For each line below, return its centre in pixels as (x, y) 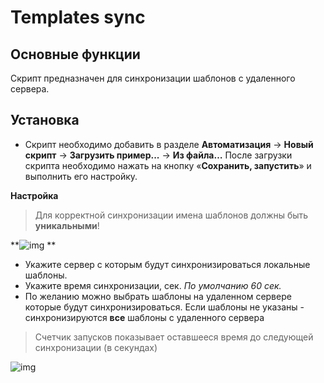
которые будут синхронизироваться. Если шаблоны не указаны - (164, 307)
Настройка (34, 195)
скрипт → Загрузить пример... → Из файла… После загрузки (158, 155)
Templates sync (78, 17)
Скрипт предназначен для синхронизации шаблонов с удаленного (153, 78)
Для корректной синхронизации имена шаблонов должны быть (171, 215)
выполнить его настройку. (81, 176)
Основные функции (75, 54)
